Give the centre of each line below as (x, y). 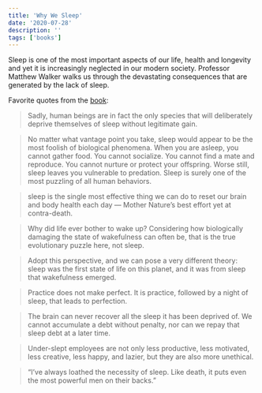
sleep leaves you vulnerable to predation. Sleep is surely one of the (137, 173)
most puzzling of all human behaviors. (90, 182)
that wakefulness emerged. (72, 278)
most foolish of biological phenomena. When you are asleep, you (133, 148)
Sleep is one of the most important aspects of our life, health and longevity (129, 60)
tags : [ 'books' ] (35, 37)
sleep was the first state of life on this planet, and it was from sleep (137, 269)
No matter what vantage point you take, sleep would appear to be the (140, 140)
